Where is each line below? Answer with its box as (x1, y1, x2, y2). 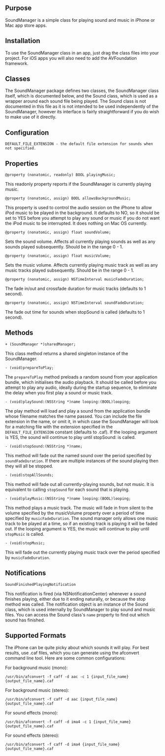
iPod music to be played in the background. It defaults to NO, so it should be (5, 210, 160, 216)
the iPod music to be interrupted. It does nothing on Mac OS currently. (5, 220, 148, 227)
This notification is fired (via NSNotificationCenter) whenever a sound (5, 591, 146, 597)
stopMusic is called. (5, 531, 44, 537)
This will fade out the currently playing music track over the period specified (5, 549, 160, 555)
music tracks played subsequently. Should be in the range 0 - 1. (5, 267, 134, 274)
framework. (5, 60, 29, 66)
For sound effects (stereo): (5, 732, 60, 738)
